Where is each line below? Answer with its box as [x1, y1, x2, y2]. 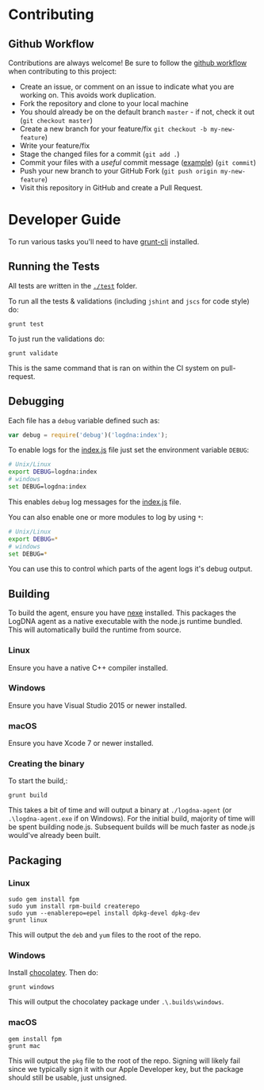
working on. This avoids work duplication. [19, 90, 156, 100]
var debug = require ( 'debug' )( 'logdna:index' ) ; [8, 430, 169, 439]
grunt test [8, 319, 44, 328]
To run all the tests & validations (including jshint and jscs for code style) [8, 296, 250, 306]
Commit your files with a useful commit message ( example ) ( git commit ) [19, 158, 256, 167]
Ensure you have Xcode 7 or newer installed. [8, 739, 154, 748]
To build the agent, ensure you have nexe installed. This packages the [8, 608, 236, 618]
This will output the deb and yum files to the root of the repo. [8, 930, 201, 940]
